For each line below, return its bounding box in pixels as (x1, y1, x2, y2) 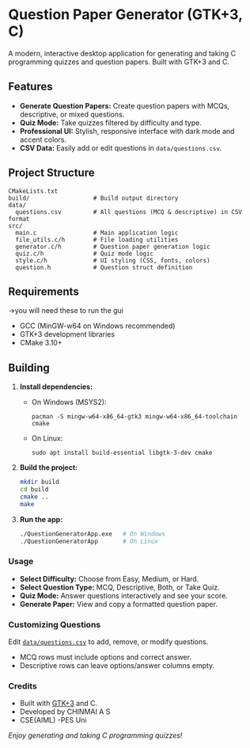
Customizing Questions (8, 619, 101, 630)
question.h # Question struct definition (15, 263, 193, 271)
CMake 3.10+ (19, 338, 62, 348)
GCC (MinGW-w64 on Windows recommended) (19, 321, 176, 330)
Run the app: (19, 514, 63, 524)
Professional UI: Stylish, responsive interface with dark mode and (19, 126, 235, 135)
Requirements (8, 284, 79, 298)
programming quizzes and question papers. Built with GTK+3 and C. (8, 57, 230, 67)
